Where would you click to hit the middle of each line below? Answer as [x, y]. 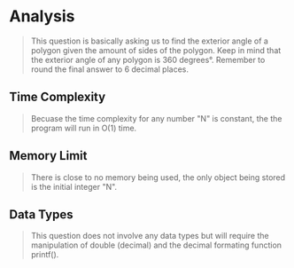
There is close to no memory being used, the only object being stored [158, 177]
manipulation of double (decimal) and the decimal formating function [156, 245]
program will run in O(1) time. [84, 128]
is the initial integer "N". [74, 186]
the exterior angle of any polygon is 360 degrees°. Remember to [148, 59]
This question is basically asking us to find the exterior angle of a [149, 41]
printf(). [45, 255]
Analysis [42, 16]
